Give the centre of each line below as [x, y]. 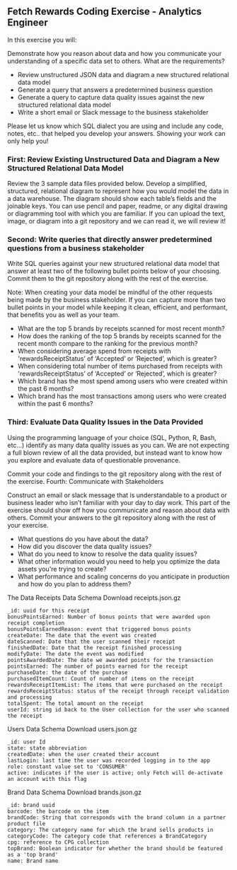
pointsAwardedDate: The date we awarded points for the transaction [110, 660]
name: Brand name [33, 861]
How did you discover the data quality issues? [85, 546]
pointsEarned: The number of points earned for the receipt [98, 666]
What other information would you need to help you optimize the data [119, 561]
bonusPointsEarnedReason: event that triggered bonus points [99, 629]
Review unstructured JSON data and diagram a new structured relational [123, 74]
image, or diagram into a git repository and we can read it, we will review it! [117, 221]
